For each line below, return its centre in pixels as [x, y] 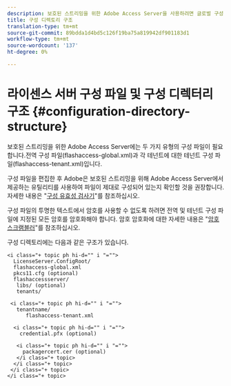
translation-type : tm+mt [43, 26]
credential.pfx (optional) [58, 334]
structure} [37, 126]
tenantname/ [33, 309]
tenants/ [29, 291]
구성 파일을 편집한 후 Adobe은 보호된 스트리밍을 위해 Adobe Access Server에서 [115, 178]
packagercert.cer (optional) [64, 352]
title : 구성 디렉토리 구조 [40, 20]
